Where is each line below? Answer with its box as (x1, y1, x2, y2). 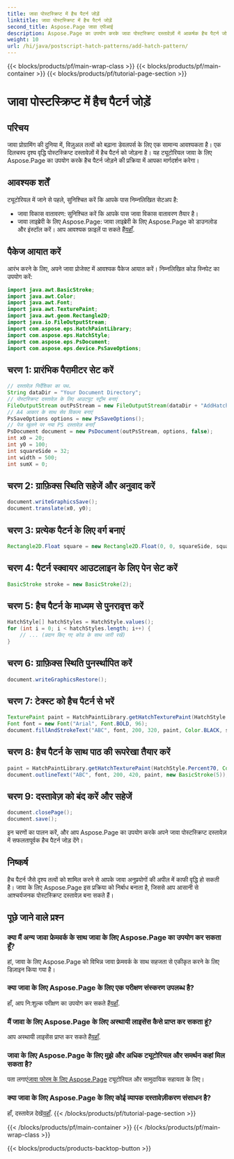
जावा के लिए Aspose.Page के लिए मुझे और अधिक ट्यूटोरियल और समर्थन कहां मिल (7, 1051, 225, 1060)
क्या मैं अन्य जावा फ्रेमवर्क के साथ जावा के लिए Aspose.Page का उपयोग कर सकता (7, 933, 221, 942)
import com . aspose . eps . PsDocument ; (7, 338, 111, 345)
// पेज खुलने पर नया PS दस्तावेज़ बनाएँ (7, 422, 95, 429)
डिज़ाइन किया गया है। (7, 965, 56, 974)
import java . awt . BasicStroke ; (7, 286, 95, 294)
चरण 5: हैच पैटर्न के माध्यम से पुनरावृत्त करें (7, 600, 144, 612)
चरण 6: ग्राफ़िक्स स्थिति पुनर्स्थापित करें (7, 658, 132, 670)
